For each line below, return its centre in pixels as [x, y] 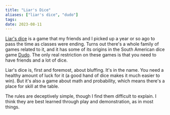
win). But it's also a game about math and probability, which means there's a [85, 81]
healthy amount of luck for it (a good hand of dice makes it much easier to [83, 76]
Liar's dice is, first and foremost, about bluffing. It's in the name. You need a [84, 70]
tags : [11, 19]
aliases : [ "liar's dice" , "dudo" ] [42, 15]
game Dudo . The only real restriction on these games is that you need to [81, 55]
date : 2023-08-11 [24, 24]
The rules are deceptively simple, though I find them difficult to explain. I [81, 96]
